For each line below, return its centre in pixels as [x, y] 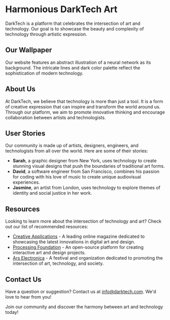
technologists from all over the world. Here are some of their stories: [77, 151]
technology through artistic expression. [46, 34]
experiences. [26, 182]
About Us [20, 89]
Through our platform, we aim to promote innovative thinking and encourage [85, 112]
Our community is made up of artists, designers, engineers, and [72, 146]
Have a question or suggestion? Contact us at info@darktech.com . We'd [81, 292]
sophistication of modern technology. [44, 73]
